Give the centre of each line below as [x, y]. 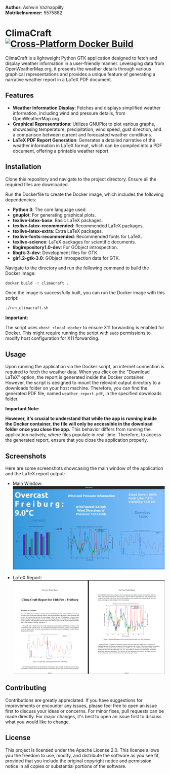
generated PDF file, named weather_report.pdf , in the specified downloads [83, 394]
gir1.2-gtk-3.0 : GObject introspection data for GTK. [66, 258]
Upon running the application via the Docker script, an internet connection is [85, 367]
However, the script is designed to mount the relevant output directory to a [83, 383]
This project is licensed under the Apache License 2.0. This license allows [82, 750]
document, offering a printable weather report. [61, 151]
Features [19, 96]
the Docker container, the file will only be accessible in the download [79, 424]
